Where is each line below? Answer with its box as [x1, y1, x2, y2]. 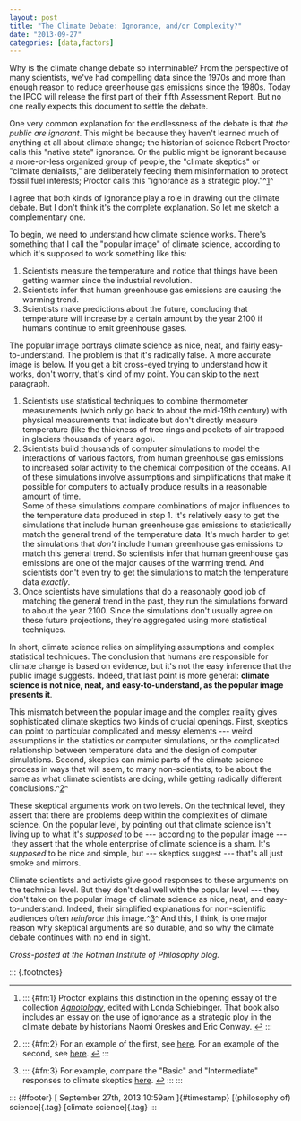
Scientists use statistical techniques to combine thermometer [21, 395, 249, 406]
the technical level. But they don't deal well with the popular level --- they [9, 884, 280, 895]
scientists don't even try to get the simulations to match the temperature [21, 567, 289, 578]
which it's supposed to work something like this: [9, 248, 187, 259]
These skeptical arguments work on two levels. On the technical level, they [9, 800, 286, 812]
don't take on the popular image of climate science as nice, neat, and [9, 894, 264, 905]
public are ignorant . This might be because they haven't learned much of [9, 127, 279, 139]
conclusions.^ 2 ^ [9, 783, 69, 794]
